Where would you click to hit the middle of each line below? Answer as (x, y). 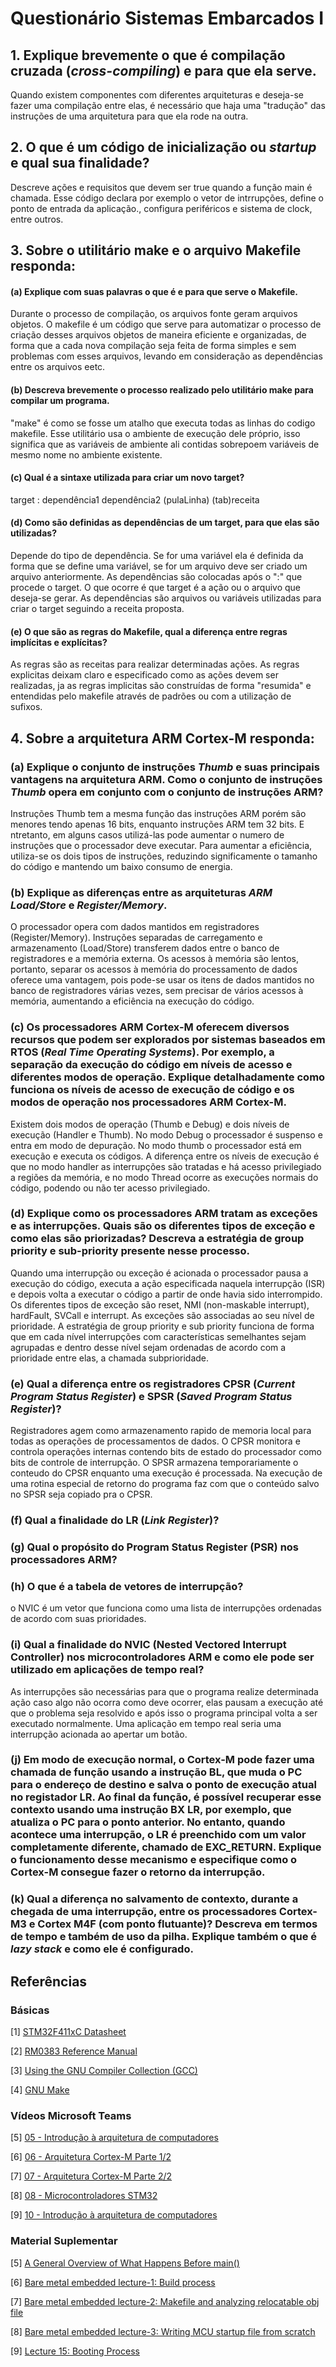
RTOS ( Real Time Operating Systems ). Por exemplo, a (142, 1052)
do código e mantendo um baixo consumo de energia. (121, 866)
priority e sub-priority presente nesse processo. (130, 1251)
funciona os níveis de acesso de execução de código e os (152, 1090)
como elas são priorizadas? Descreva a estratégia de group (157, 1239)
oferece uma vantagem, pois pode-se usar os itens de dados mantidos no (162, 980)
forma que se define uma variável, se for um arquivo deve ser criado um (159, 566)
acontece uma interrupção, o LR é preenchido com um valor (158, 1835)
